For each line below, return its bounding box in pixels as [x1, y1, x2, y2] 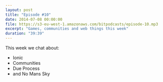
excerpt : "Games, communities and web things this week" [5, 26, 129, 31]
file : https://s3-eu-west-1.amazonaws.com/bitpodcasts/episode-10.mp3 [5, 21, 158, 27]
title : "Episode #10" [5, 12, 51, 17]
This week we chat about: [5, 45, 60, 51]
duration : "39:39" [5, 31, 44, 36]
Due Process [12, 65, 40, 71]
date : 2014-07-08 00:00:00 [5, 17, 63, 22]
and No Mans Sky [12, 71, 50, 76]
